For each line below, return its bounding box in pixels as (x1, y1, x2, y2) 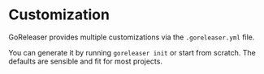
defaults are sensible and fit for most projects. (8, 56, 162, 66)
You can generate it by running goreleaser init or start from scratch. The (8, 47, 256, 57)
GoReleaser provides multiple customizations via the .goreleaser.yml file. (8, 32, 255, 42)
